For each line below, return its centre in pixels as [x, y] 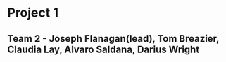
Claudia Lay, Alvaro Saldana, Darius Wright [103, 49]
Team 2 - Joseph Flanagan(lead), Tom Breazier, [113, 39]
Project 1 [33, 13]
